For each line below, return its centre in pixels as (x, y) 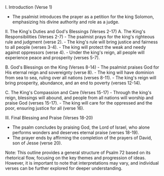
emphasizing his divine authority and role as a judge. (66, 22)
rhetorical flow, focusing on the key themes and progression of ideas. (76, 158)
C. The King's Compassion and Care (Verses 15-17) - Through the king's (78, 92)
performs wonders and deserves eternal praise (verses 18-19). (76, 132)
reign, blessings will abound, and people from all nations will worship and (79, 98)
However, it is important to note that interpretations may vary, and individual (82, 163)
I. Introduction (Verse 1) (29, 7)
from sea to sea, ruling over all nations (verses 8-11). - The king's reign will (81, 78)
